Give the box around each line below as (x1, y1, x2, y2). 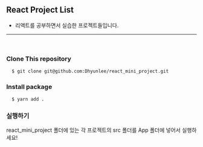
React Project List (6, 5, 74, 15)
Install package (6, 82, 53, 91)
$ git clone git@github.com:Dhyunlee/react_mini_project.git (11, 68, 169, 74)
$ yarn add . (11, 96, 45, 102)
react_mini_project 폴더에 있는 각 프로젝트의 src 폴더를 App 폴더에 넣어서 (6, 126, 181, 134)
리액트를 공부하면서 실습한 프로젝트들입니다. (14, 21, 119, 29)
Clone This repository (6, 54, 71, 63)
